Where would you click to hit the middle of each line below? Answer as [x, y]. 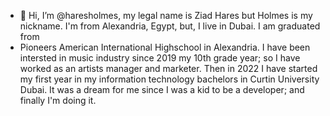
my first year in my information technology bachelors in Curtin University [169, 79]
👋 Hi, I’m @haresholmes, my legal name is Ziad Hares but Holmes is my [166, 15]
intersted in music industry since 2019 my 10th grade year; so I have [160, 58]
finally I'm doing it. [58, 100]
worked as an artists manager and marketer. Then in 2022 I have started [168, 68]
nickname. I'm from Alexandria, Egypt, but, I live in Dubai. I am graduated [170, 26]
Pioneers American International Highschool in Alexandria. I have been [165, 47]
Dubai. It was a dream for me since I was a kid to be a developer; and [162, 89]
